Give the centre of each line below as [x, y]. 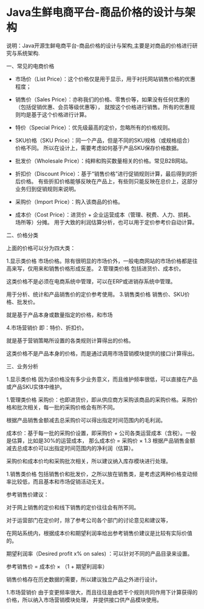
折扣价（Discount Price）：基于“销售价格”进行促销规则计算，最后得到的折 [106, 173]
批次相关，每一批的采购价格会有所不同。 [67, 407]
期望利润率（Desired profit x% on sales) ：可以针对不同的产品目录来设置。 [100, 553]
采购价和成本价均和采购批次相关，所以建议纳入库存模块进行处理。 [89, 461]
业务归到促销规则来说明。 [47, 189]
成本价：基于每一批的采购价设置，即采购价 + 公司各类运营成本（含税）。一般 [101, 433]
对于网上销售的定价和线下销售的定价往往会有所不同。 [73, 507]
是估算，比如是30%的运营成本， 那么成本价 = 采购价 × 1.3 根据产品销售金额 [101, 440]
